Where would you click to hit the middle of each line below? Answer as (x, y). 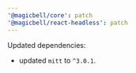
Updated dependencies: (47, 45)
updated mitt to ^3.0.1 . (57, 60)
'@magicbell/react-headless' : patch (68, 23)
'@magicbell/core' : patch (50, 15)
